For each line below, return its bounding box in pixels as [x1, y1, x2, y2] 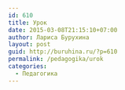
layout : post [8, 41, 51, 49]
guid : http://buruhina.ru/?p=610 [8, 48, 118, 56]
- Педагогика [15, 70, 58, 77]
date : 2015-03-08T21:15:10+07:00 [8, 26, 118, 34]
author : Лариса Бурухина [8, 33, 90, 41]
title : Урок [8, 19, 47, 27]
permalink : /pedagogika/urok [8, 56, 104, 63]
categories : [8, 63, 47, 70]
